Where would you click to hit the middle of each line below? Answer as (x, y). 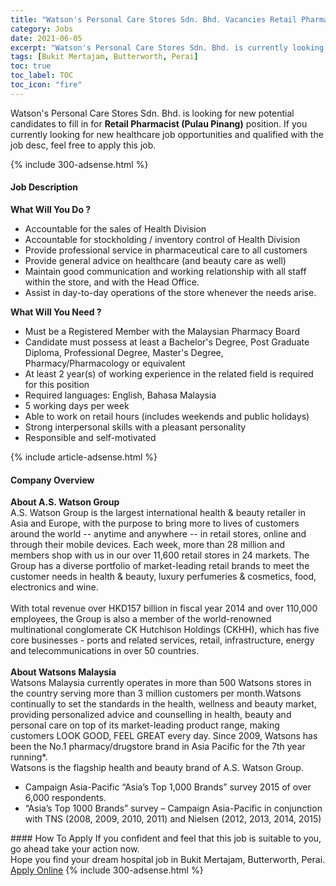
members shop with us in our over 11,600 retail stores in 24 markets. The (160, 555)
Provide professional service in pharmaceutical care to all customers (166, 250)
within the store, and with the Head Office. (112, 282)
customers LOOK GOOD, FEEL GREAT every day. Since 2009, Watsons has (164, 736)
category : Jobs (42, 29)
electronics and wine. (54, 587)
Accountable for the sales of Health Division (115, 228)
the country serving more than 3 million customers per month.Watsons (156, 693)
